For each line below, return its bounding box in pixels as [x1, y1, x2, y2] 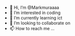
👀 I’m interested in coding [9, 10, 61, 16]
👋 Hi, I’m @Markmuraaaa [9, 5, 60, 10]
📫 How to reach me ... [9, 26, 55, 31]
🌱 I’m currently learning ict [9, 15, 62, 20]
